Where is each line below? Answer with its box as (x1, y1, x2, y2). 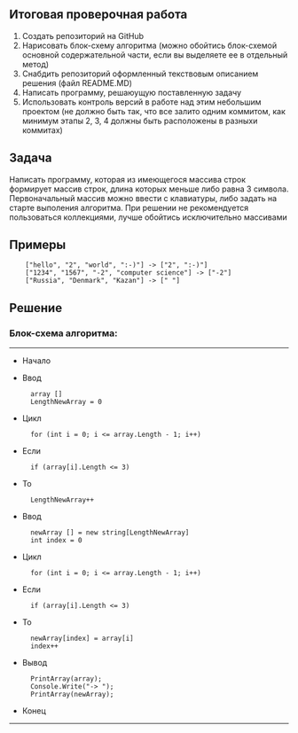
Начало (21, 355, 51, 366)
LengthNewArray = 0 (30, 398, 102, 407)
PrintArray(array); (30, 675, 102, 683)
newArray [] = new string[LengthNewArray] (30, 528, 190, 537)
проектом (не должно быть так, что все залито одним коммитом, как (21, 105, 286, 116)
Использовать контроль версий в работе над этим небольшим (21, 97, 262, 107)
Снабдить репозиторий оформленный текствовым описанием (21, 68, 259, 79)
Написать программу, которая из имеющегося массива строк (9, 174, 247, 184)
